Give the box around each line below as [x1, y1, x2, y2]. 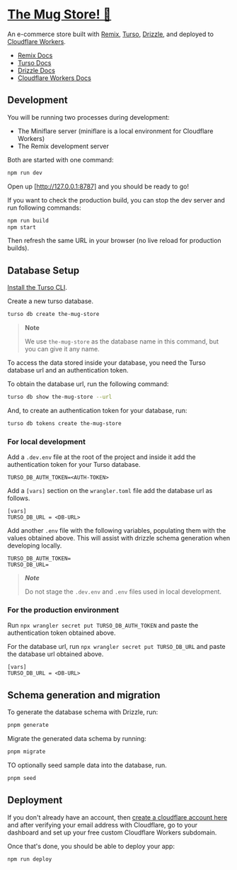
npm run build [7, 217, 50, 224]
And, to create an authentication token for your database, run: [7, 406, 187, 414]
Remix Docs [17, 51, 53, 60]
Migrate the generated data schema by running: [7, 735, 146, 743]
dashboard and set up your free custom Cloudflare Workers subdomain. [7, 828, 217, 837]
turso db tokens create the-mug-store [7, 419, 122, 427]
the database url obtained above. [7, 650, 104, 658]
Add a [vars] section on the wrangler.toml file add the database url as [7, 487, 213, 495]
